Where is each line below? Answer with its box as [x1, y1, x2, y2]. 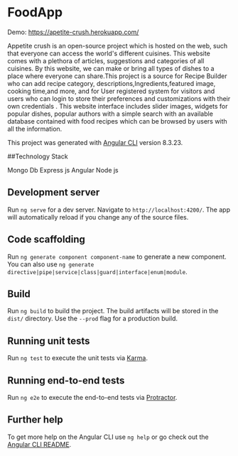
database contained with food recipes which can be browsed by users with [7, 116, 227, 125]
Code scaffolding [7, 234, 85, 246]
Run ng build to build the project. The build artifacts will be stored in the [7, 307, 219, 315]
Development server [7, 186, 100, 199]
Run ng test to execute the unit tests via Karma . [7, 354, 148, 362]
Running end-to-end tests [7, 374, 125, 386]
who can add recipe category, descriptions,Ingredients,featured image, [7, 79, 216, 87]
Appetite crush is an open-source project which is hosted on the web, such [7, 41, 228, 50]
